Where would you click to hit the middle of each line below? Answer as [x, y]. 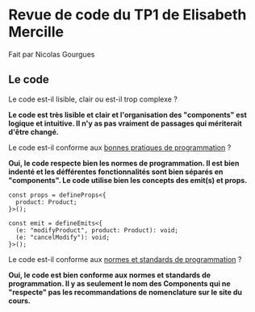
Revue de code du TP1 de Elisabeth [127, 15]
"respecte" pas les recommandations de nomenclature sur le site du [125, 292]
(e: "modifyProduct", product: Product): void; [97, 230]
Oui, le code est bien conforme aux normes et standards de [110, 275]
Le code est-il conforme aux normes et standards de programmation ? [125, 259]
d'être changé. [33, 131]
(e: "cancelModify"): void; [63, 237]
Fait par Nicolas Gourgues [52, 54]
